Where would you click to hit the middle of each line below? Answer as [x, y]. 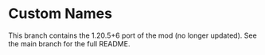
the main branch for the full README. [69, 43]
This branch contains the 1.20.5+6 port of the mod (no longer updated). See [132, 35]
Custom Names [60, 14]
